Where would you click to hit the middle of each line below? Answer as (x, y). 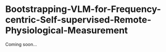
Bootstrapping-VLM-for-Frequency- (83, 9)
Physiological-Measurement (67, 30)
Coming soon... (21, 44)
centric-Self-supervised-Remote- (78, 20)
